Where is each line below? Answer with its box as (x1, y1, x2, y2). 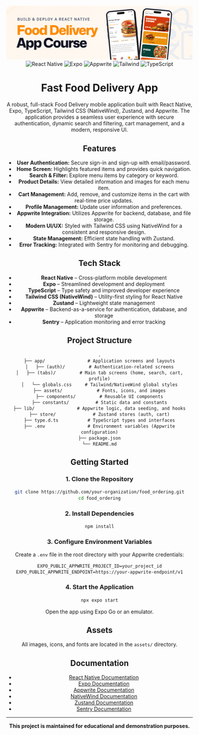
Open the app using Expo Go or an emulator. (45, 608, 154, 615)
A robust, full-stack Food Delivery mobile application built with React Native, (7, 101, 192, 108)
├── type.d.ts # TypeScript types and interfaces (23, 417, 176, 423)
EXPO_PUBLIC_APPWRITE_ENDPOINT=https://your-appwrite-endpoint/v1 (15, 569, 184, 575)
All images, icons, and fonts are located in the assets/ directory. (21, 641, 178, 648)
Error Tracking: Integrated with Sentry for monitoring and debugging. (19, 241, 189, 248)
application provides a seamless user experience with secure (24, 113, 175, 121)
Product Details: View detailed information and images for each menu (18, 178, 190, 185)
